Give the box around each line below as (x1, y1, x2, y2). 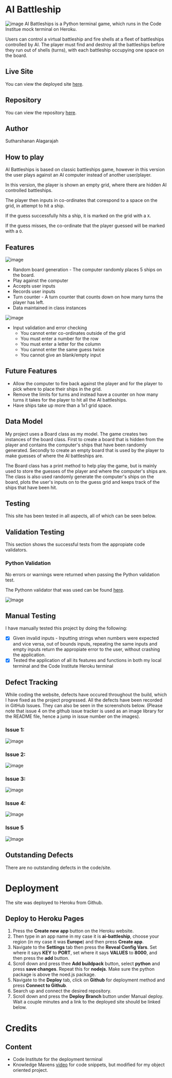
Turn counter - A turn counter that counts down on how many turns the (12, 294, 163, 300)
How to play (5, 153, 44, 161)
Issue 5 (5, 824, 24, 831)
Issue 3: (5, 775, 26, 782)
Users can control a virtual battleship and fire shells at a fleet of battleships (5, 36, 164, 42)
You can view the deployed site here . (5, 81, 84, 87)
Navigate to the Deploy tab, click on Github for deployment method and (12, 977, 165, 983)
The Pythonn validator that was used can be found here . (5, 587, 125, 593)
